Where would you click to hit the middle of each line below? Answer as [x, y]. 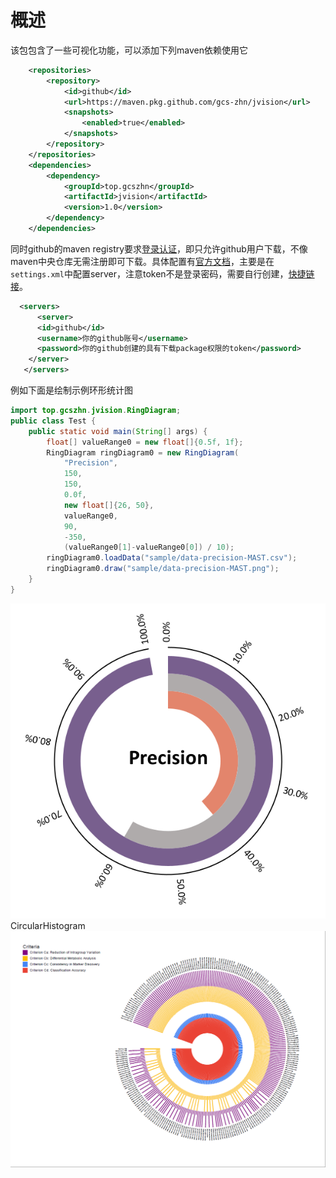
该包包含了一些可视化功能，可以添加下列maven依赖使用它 [129, 50]
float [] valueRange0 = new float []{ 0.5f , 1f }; [145, 442]
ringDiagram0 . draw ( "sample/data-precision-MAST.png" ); [163, 569]
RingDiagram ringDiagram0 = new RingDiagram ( [143, 452]
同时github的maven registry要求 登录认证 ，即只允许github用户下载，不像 [159, 248]
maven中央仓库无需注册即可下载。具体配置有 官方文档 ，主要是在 [142, 261]
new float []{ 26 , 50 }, [109, 505]
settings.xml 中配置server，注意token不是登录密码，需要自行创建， [149, 273]
